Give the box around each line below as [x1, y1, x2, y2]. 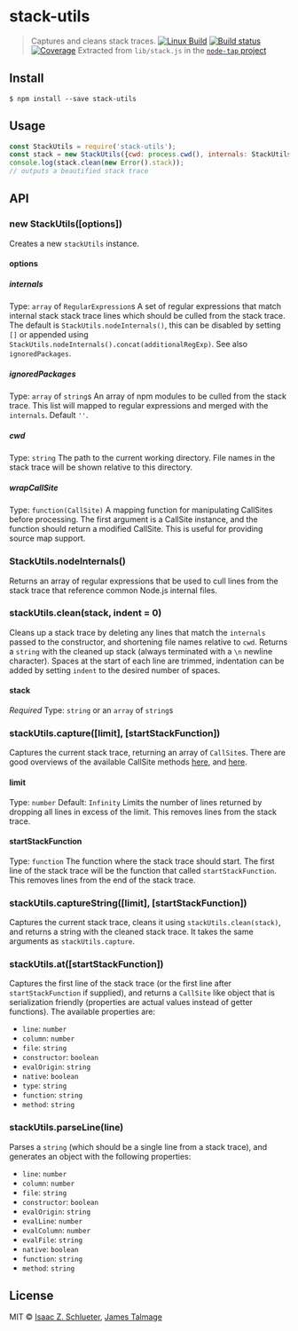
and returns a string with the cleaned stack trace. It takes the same [9, 926, 255, 938]
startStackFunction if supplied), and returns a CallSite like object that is [9, 987, 275, 998]
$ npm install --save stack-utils [9, 94, 137, 103]
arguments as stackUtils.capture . [9, 936, 136, 947]
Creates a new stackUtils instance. [9, 238, 140, 249]
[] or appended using [9, 329, 89, 340]
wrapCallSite [9, 482, 59, 493]
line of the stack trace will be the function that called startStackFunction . [9, 865, 278, 875]
